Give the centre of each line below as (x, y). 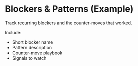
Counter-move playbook (37, 53)
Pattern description (32, 47)
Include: (13, 32)
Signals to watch (29, 58)
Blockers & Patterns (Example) (69, 9)
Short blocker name (33, 42)
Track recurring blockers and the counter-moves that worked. (69, 23)
